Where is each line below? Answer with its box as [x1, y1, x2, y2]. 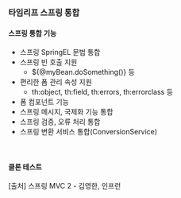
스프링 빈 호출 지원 [19, 57, 78, 67]
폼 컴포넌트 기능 [19, 97, 69, 107]
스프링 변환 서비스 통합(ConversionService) [19, 127, 157, 137]
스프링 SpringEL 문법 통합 [19, 48, 101, 57]
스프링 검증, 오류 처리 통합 [19, 117, 101, 126]
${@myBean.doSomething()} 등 [31, 68, 135, 77]
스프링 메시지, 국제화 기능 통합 [19, 107, 114, 117]
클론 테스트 [8, 161, 42, 172]
